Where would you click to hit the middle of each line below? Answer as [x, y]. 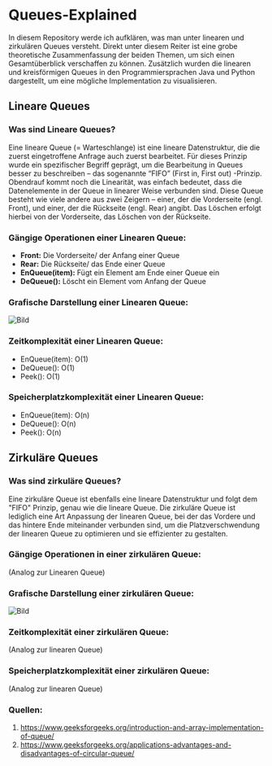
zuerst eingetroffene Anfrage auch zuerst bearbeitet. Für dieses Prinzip [128, 155]
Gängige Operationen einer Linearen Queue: [97, 238]
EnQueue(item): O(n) [55, 415]
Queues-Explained [73, 15]
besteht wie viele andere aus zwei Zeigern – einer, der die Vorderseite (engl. [136, 199]
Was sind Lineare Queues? [62, 129]
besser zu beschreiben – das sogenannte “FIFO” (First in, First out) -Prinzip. [135, 173]
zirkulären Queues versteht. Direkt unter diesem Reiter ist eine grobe [123, 46]
